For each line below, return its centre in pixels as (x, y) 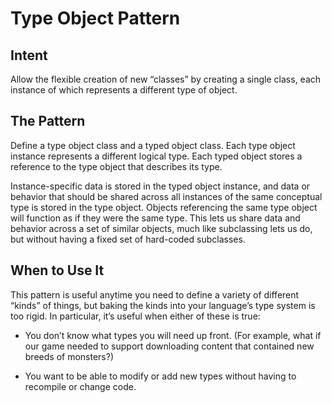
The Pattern (48, 121)
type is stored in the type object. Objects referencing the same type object (164, 207)
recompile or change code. (80, 386)
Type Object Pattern (95, 18)
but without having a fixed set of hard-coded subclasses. (128, 239)
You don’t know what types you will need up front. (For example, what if (173, 335)
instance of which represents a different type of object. (124, 90)
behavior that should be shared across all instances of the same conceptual (166, 196)
